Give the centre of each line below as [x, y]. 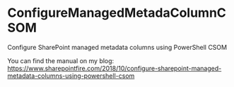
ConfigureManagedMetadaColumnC [117, 13]
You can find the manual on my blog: [61, 60]
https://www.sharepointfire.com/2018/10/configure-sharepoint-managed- [115, 68]
